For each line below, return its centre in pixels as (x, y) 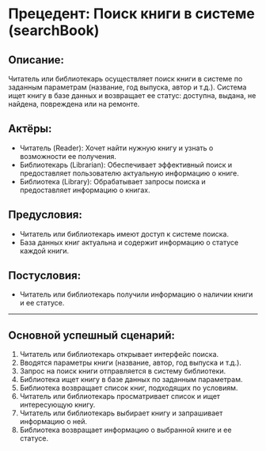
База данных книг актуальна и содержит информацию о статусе (129, 242)
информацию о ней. (53, 422)
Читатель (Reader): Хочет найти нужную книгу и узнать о (116, 148)
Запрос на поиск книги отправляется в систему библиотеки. (123, 371)
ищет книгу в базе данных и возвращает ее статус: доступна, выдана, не (132, 95)
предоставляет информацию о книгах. (85, 190)
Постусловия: (45, 276)
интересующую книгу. (57, 405)
